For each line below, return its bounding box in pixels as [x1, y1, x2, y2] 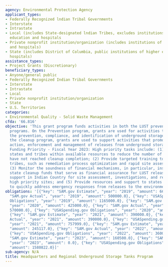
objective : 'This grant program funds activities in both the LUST [5, 124, 149, 129]
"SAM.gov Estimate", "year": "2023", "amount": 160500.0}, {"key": [9, 235, 153, 240]
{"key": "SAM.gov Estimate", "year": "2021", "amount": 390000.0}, [9, 212, 153, 217]
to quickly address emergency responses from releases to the [9, 184, 142, 189]
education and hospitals [9, 36, 61, 41]
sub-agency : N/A [5, 249, 39, 254]
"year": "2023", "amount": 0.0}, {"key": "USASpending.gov [9, 240, 135, 245]
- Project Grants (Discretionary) [5, 63, 77, 68]
